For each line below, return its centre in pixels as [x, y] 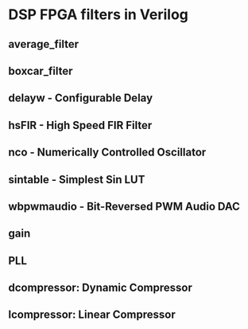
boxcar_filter [41, 70]
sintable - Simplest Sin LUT [77, 180]
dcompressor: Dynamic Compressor [100, 288]
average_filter [44, 44]
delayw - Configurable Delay [81, 98]
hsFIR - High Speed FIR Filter [80, 125]
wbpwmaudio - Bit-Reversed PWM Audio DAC [124, 206]
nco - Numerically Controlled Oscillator [107, 153]
